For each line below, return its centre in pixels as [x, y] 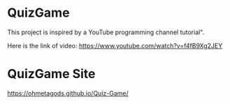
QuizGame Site [51, 74]
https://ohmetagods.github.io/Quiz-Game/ [68, 93]
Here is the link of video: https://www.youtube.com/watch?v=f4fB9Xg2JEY [115, 45]
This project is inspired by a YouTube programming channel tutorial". [106, 32]
